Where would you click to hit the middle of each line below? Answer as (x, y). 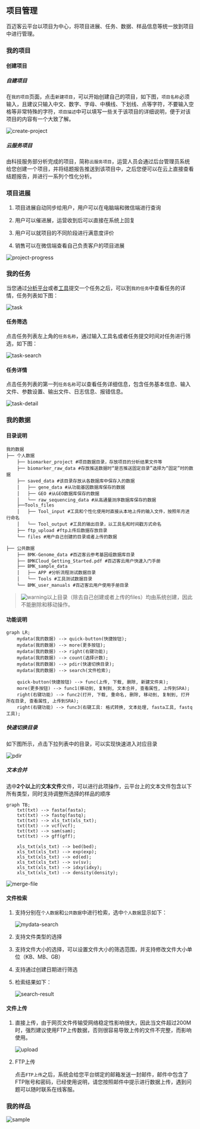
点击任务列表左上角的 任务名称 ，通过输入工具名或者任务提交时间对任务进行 (96, 336)
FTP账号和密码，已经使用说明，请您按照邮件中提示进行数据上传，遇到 (101, 1082)
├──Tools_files (36, 505)
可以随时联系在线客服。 (49, 1089)
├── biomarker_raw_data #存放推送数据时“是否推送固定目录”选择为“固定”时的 (103, 469)
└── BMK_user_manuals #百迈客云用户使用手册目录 (73, 586)
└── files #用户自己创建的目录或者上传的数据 (67, 537)
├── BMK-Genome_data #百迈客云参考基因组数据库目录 (76, 555)
